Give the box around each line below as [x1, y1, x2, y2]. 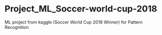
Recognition [4, 24, 29, 30]
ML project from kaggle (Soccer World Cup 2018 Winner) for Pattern [4, 19, 143, 25]
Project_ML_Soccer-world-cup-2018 [4, 3, 158, 14]
